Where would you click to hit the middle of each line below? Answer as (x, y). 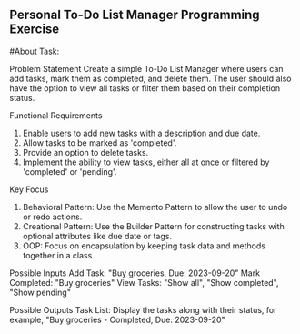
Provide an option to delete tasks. (85, 152)
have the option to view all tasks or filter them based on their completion (145, 88)
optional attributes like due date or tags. (97, 236)
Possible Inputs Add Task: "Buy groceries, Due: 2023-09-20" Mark (135, 273)
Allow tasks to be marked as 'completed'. (100, 142)
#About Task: (35, 51)
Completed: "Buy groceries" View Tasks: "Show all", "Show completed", (144, 282)
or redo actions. (52, 217)
